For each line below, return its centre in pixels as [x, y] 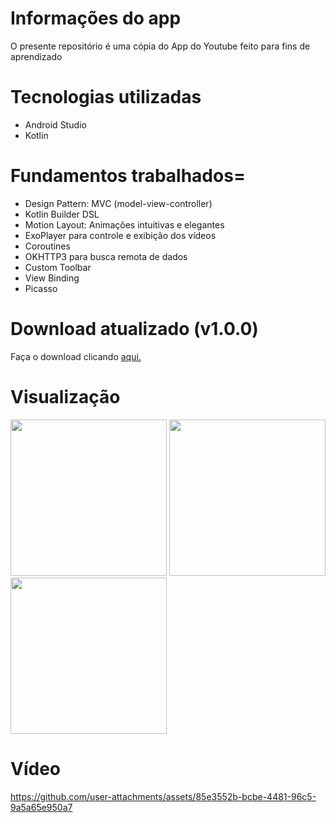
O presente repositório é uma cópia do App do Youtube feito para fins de [160, 46]
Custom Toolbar [58, 267]
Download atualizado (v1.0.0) [134, 329]
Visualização [65, 396]
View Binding [52, 278]
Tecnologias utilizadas [106, 97]
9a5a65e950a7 [41, 807]
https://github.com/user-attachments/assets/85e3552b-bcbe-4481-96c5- [163, 796]
